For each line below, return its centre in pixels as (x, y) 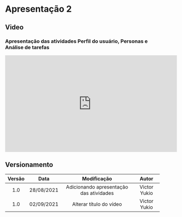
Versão (16, 179)
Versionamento (29, 165)
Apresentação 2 (39, 9)
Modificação (97, 179)
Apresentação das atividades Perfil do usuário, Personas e (77, 41)
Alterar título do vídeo (97, 204)
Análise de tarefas (27, 47)
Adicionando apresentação (97, 187)
